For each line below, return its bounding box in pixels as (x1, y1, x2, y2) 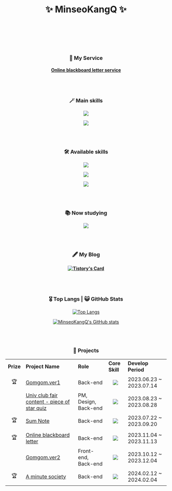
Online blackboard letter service (51, 67, 121, 73)
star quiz (25, 404, 47, 412)
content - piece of (25, 398, 70, 405)
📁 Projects (73, 347, 99, 354)
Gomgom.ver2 (25, 454, 60, 461)
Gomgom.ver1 (25, 379, 60, 386)
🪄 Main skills (69, 97, 103, 104)
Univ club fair (25, 392, 58, 399)
